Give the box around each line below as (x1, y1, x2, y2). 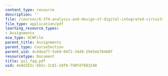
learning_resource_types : (5, 26, 59, 31)
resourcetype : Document (5, 53, 55, 59)
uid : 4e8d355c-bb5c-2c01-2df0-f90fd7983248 (5, 63, 97, 68)
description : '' (5, 12, 39, 17)
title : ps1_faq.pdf (5, 58, 46, 63)
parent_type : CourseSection (5, 44, 64, 49)
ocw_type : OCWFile (5, 35, 43, 40)
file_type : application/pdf (5, 21, 64, 26)
